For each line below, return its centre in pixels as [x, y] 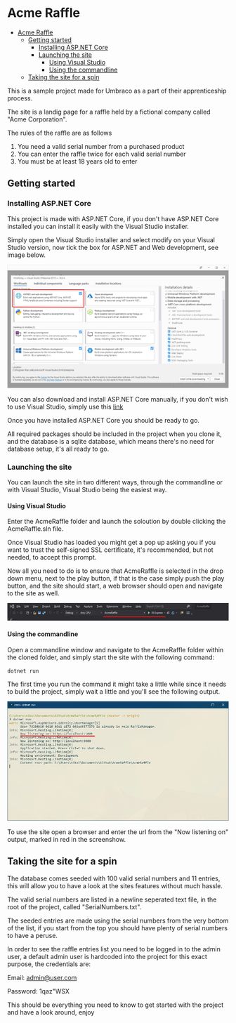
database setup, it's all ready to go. [58, 449]
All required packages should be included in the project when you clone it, [115, 434]
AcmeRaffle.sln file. [35, 529]
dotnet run [23, 671]
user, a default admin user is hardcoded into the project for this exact [107, 956]
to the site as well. [33, 593]
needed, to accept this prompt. [52, 557]
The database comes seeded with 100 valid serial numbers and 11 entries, [114, 878]
